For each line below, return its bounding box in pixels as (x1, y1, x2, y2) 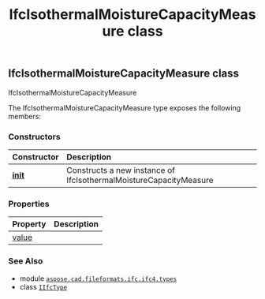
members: (8, 111, 42, 121)
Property (12, 219, 47, 230)
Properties (8, 198, 50, 209)
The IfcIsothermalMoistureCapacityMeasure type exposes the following (8, 103, 241, 112)
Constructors (8, 131, 61, 142)
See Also (8, 256, 43, 267)
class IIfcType (19, 282, 68, 291)
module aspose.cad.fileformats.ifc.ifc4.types (19, 274, 177, 283)
